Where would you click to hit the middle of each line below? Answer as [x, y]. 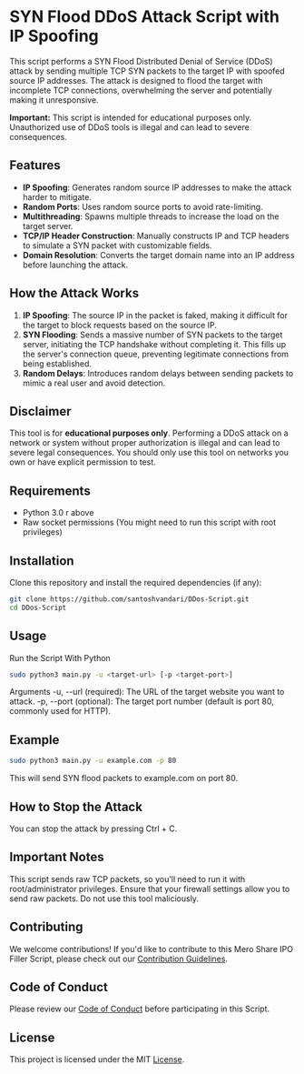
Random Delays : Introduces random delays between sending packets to [158, 373]
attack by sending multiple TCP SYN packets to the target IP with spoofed [147, 71]
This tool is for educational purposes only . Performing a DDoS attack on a [149, 433]
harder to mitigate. [57, 196]
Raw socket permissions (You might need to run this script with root [149, 522]
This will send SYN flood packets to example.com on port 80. [124, 778]
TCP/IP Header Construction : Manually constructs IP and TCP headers [156, 236]
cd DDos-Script [38, 607]
